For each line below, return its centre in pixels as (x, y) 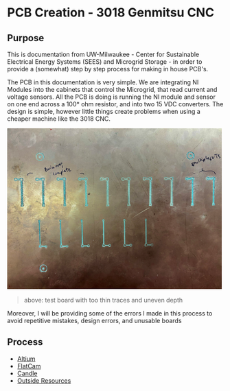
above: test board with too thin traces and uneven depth (103, 300)
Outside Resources (44, 380)
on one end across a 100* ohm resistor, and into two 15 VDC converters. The (115, 104)
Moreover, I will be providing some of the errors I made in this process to (110, 313)
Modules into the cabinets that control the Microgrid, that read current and (112, 90)
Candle (27, 373)
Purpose (26, 38)
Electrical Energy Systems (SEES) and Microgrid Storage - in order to (105, 62)
